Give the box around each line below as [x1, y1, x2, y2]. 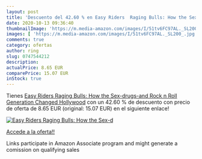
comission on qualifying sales [6, 146, 80, 154]
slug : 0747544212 [6, 53, 50, 59]
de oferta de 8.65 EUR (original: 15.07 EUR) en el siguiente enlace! [6, 105, 170, 112]
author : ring [6, 48, 39, 54]
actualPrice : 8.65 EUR [6, 64, 63, 71]
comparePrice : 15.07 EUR [6, 70, 69, 76]
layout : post [6, 8, 39, 15]
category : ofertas [6, 43, 52, 49]
